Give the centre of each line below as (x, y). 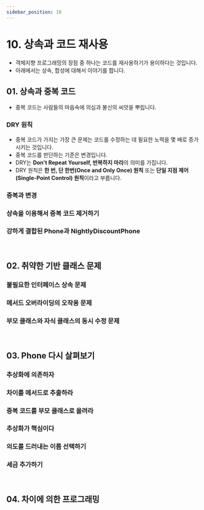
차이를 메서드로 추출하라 (40, 393)
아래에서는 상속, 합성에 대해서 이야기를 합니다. (70, 70)
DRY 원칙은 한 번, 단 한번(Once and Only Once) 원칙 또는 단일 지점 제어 (102, 170)
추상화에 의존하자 (30, 374)
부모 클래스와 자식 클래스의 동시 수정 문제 (63, 321)
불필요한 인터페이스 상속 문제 (46, 285)
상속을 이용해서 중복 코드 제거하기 (53, 213)
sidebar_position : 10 (34, 12)
